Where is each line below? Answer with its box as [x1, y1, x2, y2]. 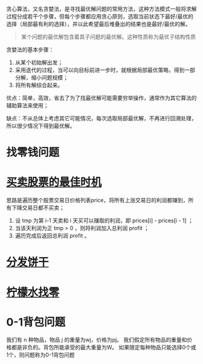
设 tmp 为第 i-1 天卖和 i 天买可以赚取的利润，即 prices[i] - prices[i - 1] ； [14, 217, 193, 225]
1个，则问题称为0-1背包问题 [6, 351, 75, 359]
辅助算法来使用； [6, 102, 49, 109]
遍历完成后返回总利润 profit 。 [14, 232, 90, 240]
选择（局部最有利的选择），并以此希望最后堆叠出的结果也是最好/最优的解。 [6, 21, 192, 27]
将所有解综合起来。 [14, 81, 63, 89]
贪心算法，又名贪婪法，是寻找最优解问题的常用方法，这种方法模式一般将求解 [6, 5, 197, 12]
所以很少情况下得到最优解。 [6, 123, 76, 129]
